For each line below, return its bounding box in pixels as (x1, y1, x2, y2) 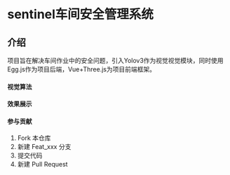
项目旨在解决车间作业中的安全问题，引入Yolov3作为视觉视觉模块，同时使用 (7, 57, 224, 64)
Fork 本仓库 (17, 134, 51, 142)
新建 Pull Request (17, 160, 68, 169)
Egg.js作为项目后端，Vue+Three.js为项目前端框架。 (7, 65, 156, 73)
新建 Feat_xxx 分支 (17, 143, 72, 151)
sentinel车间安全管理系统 (7, 6, 154, 22)
